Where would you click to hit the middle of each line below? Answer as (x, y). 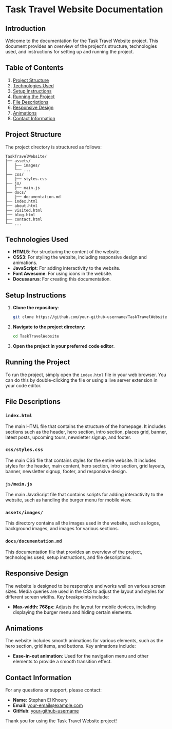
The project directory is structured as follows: (53, 147)
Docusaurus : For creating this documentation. (62, 279)
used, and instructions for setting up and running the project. (70, 52)
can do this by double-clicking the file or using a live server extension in (81, 380)
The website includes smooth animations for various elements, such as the (84, 641)
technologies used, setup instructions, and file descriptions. (69, 557)
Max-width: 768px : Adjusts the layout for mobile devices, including (84, 607)
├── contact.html (24, 219)
